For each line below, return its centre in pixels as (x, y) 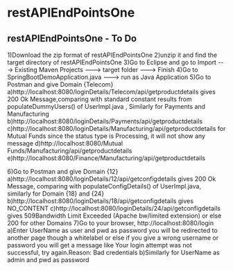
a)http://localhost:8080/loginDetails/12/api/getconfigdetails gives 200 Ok (112, 179)
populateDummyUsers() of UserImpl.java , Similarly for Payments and (106, 106)
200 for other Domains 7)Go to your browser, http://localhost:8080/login (110, 223)
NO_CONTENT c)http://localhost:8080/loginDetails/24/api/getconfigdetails (114, 208)
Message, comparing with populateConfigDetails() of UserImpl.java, (104, 186)
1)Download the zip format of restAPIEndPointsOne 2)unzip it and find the (112, 55)
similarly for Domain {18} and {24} (56, 193)
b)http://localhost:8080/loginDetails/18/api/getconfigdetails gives (101, 201)
